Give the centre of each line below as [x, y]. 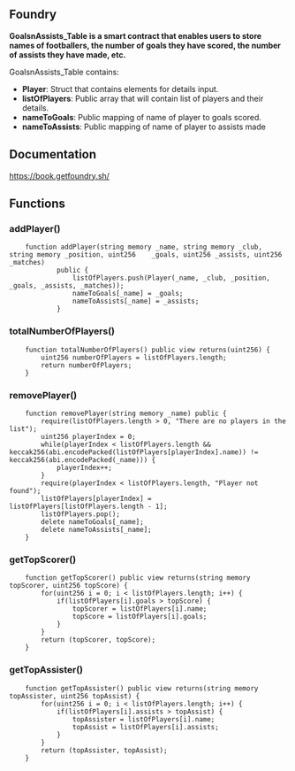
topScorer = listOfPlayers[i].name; [140, 609]
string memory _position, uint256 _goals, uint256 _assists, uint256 [146, 255]
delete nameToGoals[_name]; [92, 521]
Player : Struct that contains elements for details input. [120, 89]
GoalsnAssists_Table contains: [64, 72]
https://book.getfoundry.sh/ [60, 175]
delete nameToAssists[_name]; [96, 529]
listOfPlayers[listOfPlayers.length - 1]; [88, 506]
